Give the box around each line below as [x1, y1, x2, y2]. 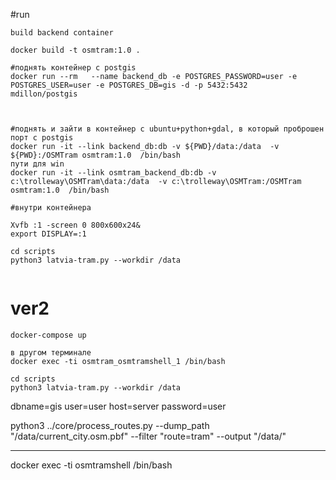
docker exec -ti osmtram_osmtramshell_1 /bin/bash [10, 356, 226, 366]
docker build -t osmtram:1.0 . [10, 45, 141, 55]
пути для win [10, 159, 65, 169]
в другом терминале [10, 347, 92, 358]
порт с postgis [10, 133, 74, 143]
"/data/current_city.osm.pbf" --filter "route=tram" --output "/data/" [10, 430, 287, 442]
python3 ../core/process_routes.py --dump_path [10, 419, 210, 431]
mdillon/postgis [10, 89, 78, 99]
